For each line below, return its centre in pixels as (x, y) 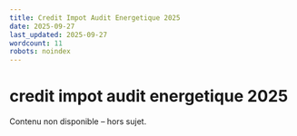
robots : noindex (40, 52)
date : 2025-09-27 (42, 26)
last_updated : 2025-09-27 (58, 34)
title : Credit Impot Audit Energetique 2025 (95, 18)
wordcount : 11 (36, 43)
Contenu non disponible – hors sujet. (78, 121)
